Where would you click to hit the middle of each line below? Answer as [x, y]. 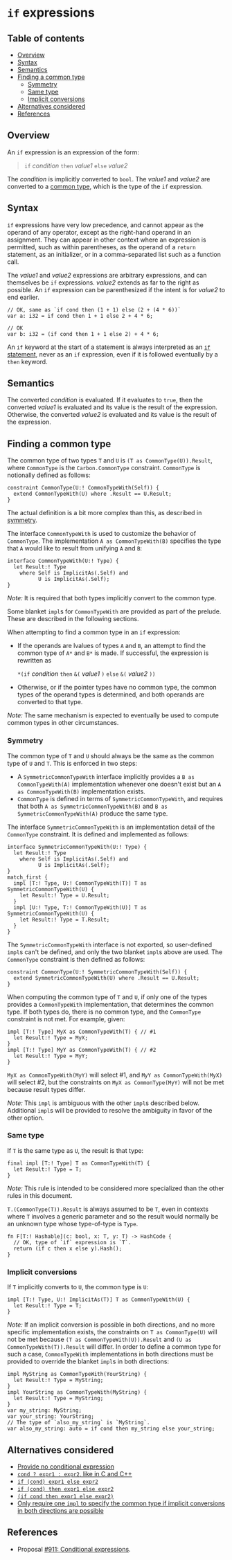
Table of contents [46, 38]
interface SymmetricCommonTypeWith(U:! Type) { [77, 847]
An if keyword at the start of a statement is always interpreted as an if [109, 347]
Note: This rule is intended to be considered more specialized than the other [116, 1188]
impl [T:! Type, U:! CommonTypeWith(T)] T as [80, 883]
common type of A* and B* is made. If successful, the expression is [113, 653]
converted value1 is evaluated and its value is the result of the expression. [113, 407]
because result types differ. [46, 1089]
